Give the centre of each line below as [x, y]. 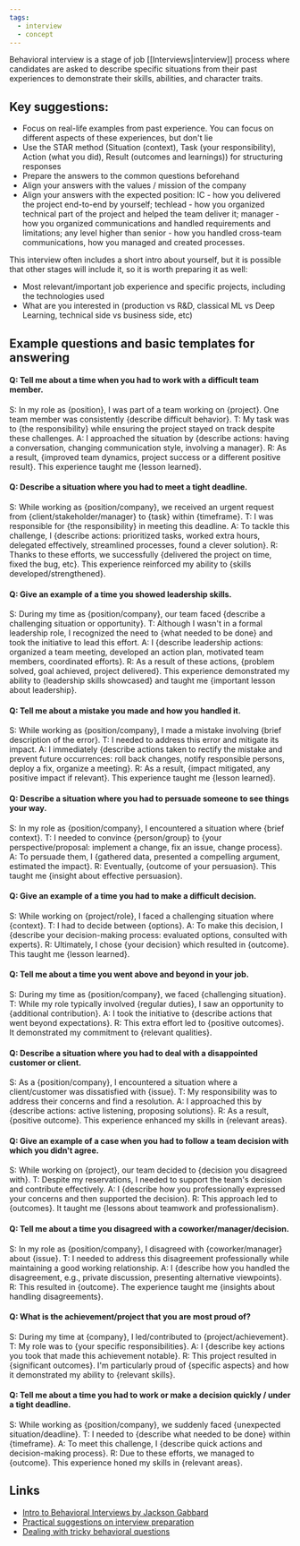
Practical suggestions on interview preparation [108, 1522]
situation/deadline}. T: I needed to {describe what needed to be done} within [150, 1434]
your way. [28, 807]
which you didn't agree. [54, 1150]
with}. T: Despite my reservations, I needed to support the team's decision [146, 1180]
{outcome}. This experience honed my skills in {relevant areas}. [126, 1463]
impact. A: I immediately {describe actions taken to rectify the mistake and [146, 749]
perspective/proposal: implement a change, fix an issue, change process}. [146, 847]
